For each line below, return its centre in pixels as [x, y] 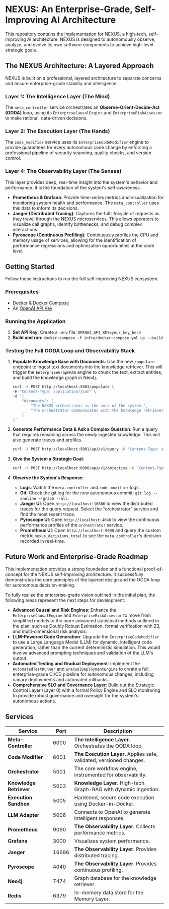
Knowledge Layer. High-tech [109, 783]
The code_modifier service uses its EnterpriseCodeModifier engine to [77, 142]
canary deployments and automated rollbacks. [61, 679]
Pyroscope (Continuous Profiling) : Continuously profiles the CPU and [85, 235]
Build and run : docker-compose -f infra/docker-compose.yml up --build [88, 338]
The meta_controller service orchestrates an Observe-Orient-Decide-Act [82, 107]
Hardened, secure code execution [114, 797]
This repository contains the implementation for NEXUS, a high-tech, [76, 34]
